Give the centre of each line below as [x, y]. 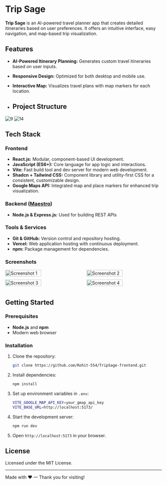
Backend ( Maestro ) [29, 204]
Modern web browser [35, 332]
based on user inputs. [35, 66]
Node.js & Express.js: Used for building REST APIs [64, 214]
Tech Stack [23, 134]
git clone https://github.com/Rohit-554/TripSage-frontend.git [79, 366]
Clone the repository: [34, 356]
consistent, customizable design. [46, 181]
